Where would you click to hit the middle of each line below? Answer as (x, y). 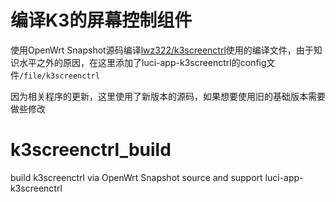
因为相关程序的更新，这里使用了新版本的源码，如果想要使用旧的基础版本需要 (168, 96)
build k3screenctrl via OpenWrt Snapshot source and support (136, 177)
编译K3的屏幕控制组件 (101, 20)
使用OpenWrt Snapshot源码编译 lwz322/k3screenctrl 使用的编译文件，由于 (162, 50)
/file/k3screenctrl (59, 76)
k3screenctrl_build (91, 150)
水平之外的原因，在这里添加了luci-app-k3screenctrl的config (142, 62)
